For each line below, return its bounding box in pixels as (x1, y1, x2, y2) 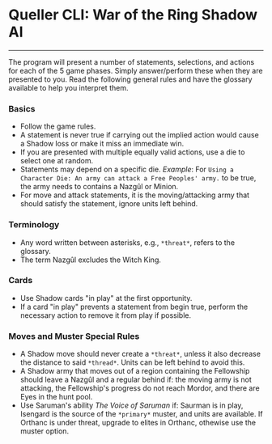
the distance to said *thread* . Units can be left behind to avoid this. (19, 357, 245, 367)
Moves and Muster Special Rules (8, 330, 140, 341)
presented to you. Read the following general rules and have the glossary (8, 74, 253, 84)
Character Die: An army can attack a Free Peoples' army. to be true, (19, 173, 257, 183)
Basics (8, 103, 36, 114)
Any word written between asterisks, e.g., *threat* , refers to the (19, 237, 236, 247)
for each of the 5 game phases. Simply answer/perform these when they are (8, 66, 263, 75)
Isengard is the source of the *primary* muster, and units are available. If (19, 409, 263, 419)
